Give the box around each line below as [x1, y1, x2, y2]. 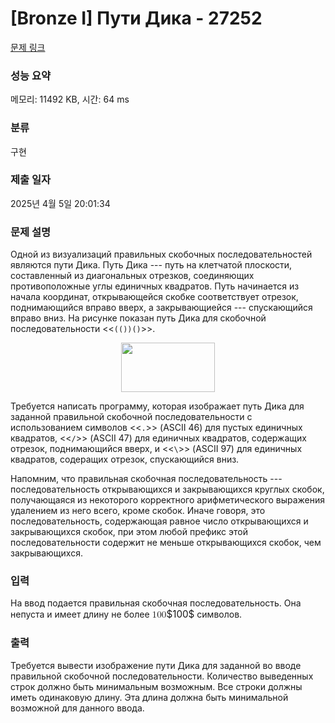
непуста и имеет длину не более [10, 608, 150, 621]
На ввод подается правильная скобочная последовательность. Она [10, 597, 302, 609]
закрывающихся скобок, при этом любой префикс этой [10, 526, 248, 538]
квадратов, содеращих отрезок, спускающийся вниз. [10, 453, 240, 466]
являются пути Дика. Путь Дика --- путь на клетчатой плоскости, [10, 259, 293, 271]
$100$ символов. [166, 608, 243, 621]
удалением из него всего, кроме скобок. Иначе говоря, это [10, 505, 266, 517]
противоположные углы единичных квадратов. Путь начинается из [10, 280, 300, 292]
